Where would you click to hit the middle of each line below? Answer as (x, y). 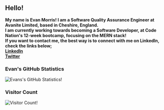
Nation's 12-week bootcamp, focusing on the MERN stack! (66, 35)
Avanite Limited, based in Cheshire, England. (52, 25)
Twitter (13, 56)
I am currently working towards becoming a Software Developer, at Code (81, 30)
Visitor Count (21, 92)
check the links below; (29, 45)
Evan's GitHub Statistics (35, 69)
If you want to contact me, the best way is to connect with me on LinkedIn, (82, 41)
